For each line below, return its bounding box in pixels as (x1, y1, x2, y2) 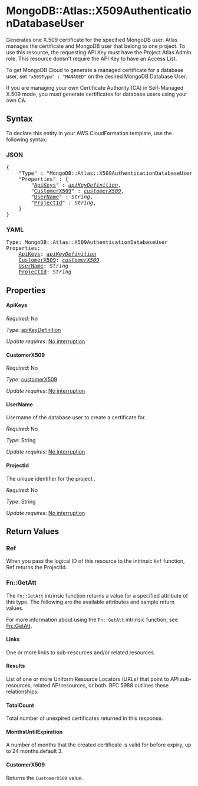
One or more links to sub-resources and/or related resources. (6, 648, 156, 656)
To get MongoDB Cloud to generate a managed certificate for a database (6, 66, 184, 73)
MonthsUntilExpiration (6, 728, 63, 735)
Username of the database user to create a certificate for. (6, 414, 146, 421)
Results (6, 663, 25, 670)
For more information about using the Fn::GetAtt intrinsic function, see (6, 616, 179, 623)
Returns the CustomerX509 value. (6, 774, 84, 781)
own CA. (6, 96, 27, 104)
